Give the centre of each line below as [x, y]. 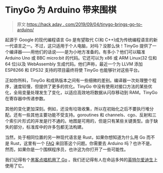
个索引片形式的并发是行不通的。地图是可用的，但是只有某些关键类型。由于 [79, 121]
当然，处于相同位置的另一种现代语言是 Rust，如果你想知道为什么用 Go [75, 137]
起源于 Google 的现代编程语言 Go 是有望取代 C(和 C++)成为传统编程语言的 [79, 40]
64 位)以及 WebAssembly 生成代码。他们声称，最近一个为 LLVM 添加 [74, 64]
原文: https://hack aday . [41, 24]
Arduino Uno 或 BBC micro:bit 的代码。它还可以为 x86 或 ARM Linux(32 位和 [81, 58]
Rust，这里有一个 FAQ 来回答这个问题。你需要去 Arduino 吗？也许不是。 [82, 143]
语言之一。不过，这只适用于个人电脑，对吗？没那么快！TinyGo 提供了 [83, 46]
